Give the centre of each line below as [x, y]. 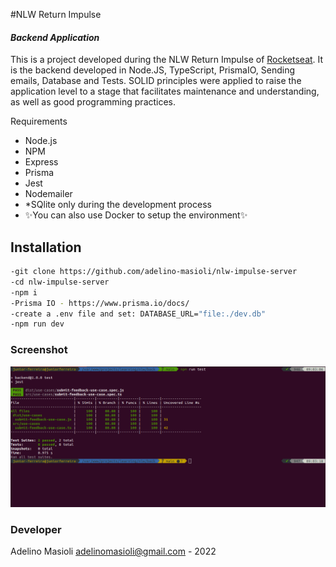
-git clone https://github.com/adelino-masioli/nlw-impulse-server [154, 272]
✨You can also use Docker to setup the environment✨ [136, 215]
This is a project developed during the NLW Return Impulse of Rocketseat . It [167, 60]
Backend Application [55, 37]
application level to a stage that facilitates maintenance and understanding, [165, 91]
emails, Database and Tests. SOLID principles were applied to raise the [156, 81]
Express [41, 162]
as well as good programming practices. [93, 102]
